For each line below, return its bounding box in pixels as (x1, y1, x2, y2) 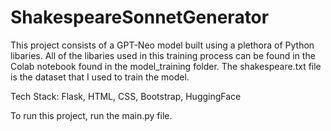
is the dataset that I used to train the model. (10, 71, 190, 83)
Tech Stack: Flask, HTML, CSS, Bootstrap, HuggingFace (10, 90, 242, 102)
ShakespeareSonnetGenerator (10, 6, 270, 29)
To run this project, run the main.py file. (10, 109, 173, 121)
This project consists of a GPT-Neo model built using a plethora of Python (10, 39, 315, 51)
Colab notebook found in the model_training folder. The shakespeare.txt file (10, 60, 322, 72)
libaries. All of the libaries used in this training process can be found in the (10, 49, 316, 61)
